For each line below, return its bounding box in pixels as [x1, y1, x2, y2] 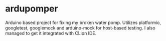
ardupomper [5, 3, 59, 14]
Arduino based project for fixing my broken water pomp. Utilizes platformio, [5, 19, 161, 25]
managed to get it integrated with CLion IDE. [5, 30, 97, 36]
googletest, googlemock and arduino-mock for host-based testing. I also [5, 24, 155, 30]
